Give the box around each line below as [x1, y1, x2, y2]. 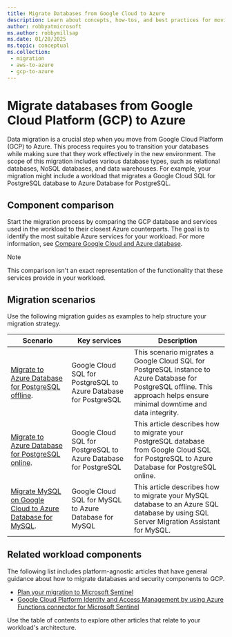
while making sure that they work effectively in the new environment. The [7, 150, 216, 158]
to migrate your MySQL [133, 491, 209, 501]
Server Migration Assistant [133, 517, 220, 526]
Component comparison [7, 199, 115, 211]
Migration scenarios [7, 294, 96, 305]
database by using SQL [133, 508, 209, 518]
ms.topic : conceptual [7, 42, 70, 49]
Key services [77, 336, 122, 345]
